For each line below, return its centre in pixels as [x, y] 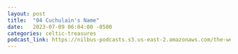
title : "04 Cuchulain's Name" [53, 20]
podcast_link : [28, 40]
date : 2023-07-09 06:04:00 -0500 [60, 27]
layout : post [27, 14]
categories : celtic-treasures [52, 33]
